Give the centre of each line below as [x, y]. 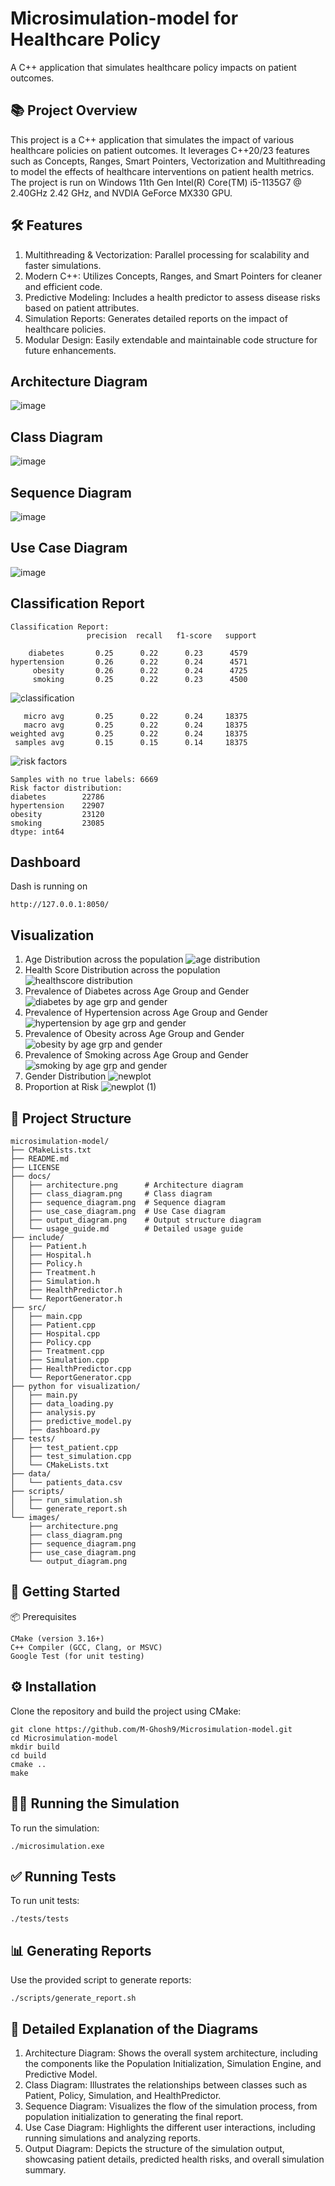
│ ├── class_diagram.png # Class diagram [111, 1194]
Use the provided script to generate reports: [101, 1980]
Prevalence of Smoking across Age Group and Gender [136, 1055]
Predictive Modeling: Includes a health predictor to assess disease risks [172, 297]
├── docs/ [31, 1177]
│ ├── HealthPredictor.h [66, 1290]
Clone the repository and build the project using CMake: [126, 1711]
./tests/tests [40, 1919]
